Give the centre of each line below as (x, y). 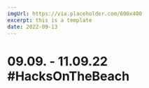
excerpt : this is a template (50, 20)
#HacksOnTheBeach (69, 76)
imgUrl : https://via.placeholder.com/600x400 (74, 14)
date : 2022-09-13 (33, 27)
